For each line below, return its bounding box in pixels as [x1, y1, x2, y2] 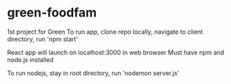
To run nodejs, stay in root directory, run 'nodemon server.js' [7, 69, 179, 77]
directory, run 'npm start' [7, 34, 78, 43]
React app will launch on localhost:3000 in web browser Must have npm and [7, 48, 225, 56]
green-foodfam [7, 5, 97, 21]
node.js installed [7, 55, 54, 63]
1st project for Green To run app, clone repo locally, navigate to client [7, 28, 203, 36]
